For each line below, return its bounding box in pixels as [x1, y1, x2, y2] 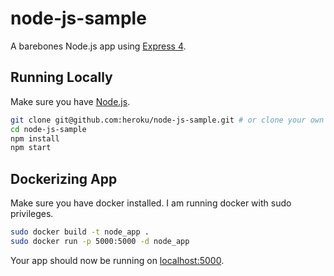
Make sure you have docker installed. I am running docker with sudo [10, 197, 292, 209]
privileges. [10, 208, 54, 220]
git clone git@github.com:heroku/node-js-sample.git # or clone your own [10, 115, 325, 125]
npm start [10, 143, 52, 153]
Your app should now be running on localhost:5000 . [10, 254, 225, 266]
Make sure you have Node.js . [10, 95, 131, 107]
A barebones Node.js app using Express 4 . [10, 40, 187, 52]
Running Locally [10, 69, 113, 86]
